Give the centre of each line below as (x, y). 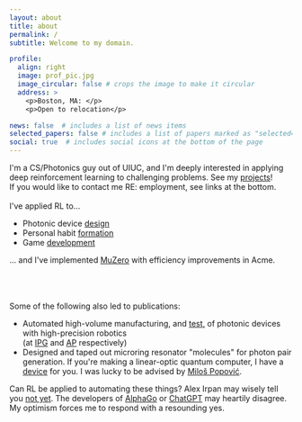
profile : (26, 59)
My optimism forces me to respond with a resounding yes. (117, 408)
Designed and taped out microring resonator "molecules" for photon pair (157, 352)
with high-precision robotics (75, 333)
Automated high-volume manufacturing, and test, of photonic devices (151, 323)
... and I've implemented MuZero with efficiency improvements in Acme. (142, 260)
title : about (34, 26)
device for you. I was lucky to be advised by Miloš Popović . (132, 371)
